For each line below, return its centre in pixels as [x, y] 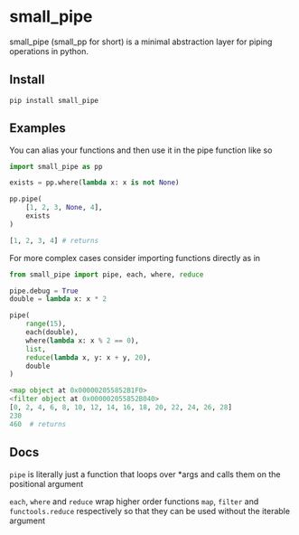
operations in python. [49, 51]
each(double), [52, 333]
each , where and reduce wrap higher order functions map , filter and [134, 501]
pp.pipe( [26, 199]
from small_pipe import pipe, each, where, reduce [107, 274]
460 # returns [38, 424]
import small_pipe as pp [56, 166]
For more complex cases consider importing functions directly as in [135, 258]
